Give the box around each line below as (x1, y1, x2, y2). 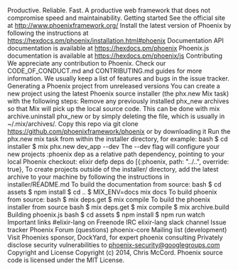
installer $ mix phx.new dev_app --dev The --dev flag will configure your (7, 142, 220, 150)
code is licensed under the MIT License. (7, 256, 125, 264)
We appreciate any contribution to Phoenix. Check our (7, 59, 166, 67)
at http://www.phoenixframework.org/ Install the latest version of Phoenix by (7, 21, 232, 29)
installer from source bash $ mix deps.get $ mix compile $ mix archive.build (7, 203, 229, 211)
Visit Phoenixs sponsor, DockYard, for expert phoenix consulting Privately (7, 233, 223, 242)
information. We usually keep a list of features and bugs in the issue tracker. (7, 74, 229, 83)
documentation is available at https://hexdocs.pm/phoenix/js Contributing (7, 51, 222, 60)
